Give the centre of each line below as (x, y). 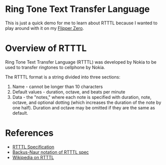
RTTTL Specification (33, 147)
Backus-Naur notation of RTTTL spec (51, 152)
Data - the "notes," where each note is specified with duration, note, (82, 97)
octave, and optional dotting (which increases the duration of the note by (87, 102)
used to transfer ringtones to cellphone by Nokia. (55, 67)
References (29, 133)
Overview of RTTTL (46, 48)
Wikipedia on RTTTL (33, 157)
